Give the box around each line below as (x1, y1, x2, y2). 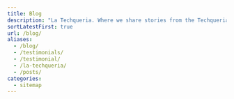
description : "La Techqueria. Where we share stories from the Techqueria (7, 17, 229, 24)
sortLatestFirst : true (7, 23, 73, 30)
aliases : (7, 36, 33, 43)
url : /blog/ (7, 29, 42, 37)
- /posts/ (13, 68, 42, 75)
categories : (7, 75, 42, 82)
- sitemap (13, 82, 42, 89)
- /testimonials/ (13, 49, 64, 56)
